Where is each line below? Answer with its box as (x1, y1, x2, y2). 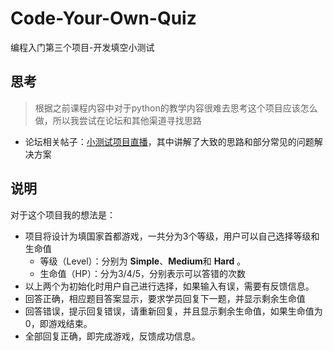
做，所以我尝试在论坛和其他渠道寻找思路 (34, 114, 202, 126)
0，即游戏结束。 (24, 317, 93, 329)
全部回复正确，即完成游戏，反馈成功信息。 (24, 330, 201, 342)
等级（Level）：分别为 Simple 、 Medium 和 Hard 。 (39, 255, 247, 267)
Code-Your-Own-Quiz (10, 7, 197, 30)
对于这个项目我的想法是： (10, 208, 116, 221)
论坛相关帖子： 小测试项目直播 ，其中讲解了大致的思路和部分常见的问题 (24, 135, 315, 147)
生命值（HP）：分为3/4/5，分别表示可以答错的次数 (39, 267, 247, 279)
